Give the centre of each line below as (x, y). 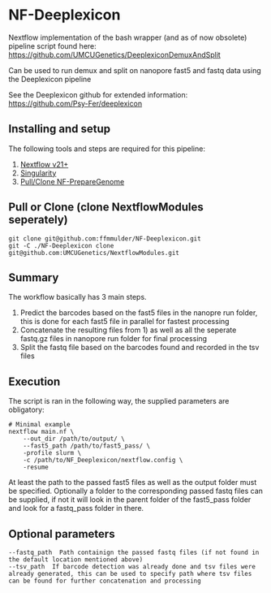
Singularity (38, 173)
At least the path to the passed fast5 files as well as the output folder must (133, 483)
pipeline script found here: (53, 45)
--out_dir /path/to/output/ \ (74, 439)
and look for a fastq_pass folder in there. (76, 509)
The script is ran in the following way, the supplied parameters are (119, 401)
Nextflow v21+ (44, 164)
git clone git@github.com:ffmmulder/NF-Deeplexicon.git (105, 238)
